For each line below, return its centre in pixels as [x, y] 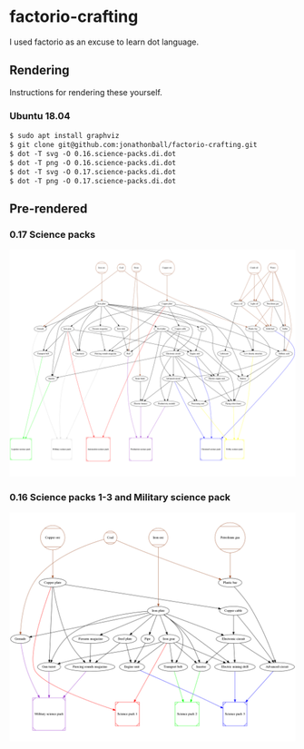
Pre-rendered [49, 209]
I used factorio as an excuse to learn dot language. [104, 42]
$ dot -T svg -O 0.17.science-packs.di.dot [93, 172]
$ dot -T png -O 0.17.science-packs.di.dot [93, 182]
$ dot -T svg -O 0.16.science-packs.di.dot [93, 154]
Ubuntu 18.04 [40, 115]
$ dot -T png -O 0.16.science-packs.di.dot [93, 163]
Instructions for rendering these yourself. [86, 92]
